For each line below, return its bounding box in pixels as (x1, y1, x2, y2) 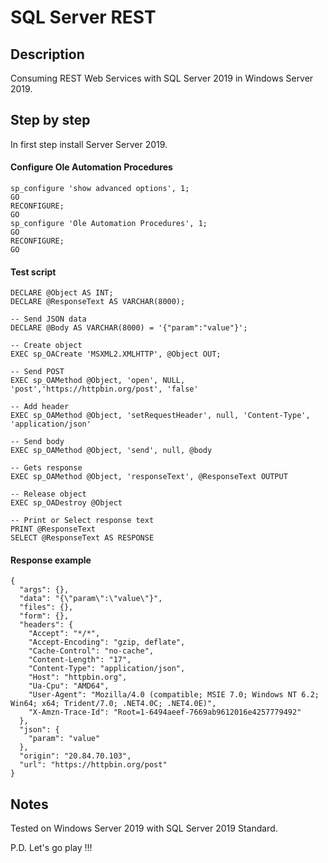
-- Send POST (10, 367, 65, 377)
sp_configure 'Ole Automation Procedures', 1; (10, 219, 208, 229)
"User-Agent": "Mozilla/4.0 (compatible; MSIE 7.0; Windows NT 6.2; (28, 690, 320, 700)
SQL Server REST (10, 6, 157, 29)
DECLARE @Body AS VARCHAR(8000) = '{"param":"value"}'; (10, 323, 248, 333)
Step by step (10, 112, 91, 129)
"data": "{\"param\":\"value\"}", (19, 594, 163, 604)
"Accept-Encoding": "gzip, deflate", (28, 637, 186, 648)
